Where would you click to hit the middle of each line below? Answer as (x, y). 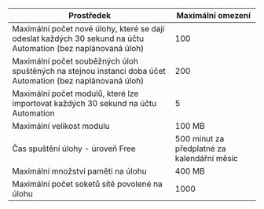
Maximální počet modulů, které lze (75, 93)
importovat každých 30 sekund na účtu (84, 103)
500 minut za (200, 139)
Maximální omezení (214, 15)
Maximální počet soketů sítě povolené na (87, 184)
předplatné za (200, 148)
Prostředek (90, 15)
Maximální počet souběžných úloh (75, 61)
